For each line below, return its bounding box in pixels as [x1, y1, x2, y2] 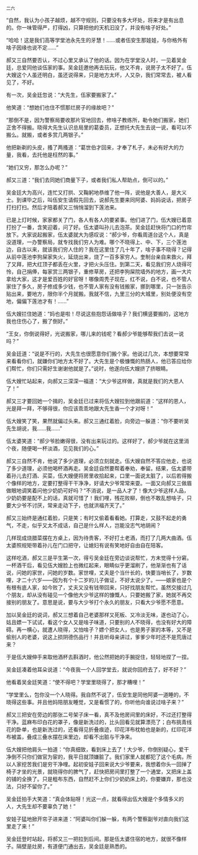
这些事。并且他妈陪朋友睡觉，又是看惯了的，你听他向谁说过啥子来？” [16, 699, 184, 705]
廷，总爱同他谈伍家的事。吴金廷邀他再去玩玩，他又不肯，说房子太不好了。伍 [6, 64, 192, 71]
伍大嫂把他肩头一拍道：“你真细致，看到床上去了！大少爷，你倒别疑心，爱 [6, 746, 184, 753]
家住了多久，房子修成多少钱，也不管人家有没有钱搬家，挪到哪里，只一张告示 [6, 283, 192, 290]
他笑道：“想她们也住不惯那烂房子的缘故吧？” [6, 104, 114, 111]
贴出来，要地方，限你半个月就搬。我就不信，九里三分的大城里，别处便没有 [6, 291, 187, 297]
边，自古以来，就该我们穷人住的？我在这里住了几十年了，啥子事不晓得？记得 [6, 246, 192, 253]
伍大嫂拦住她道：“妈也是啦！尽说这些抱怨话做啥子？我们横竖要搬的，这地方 [6, 310, 190, 317]
